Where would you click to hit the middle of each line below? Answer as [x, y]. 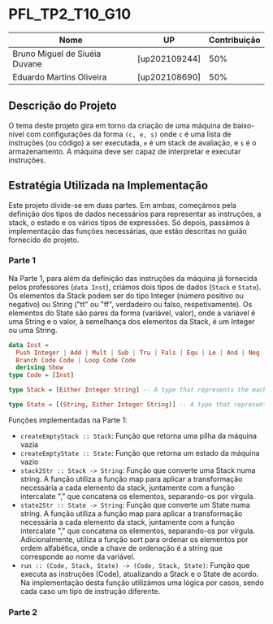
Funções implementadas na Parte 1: [68, 420]
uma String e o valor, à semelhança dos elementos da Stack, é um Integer [132, 321]
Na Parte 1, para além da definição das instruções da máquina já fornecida [133, 278]
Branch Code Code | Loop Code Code [76, 360]
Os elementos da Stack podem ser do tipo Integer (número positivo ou [126, 295]
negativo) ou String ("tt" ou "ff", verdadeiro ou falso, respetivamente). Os [130, 304]
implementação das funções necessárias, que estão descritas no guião [128, 231]
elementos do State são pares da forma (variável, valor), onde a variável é [132, 313]
